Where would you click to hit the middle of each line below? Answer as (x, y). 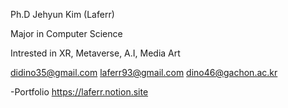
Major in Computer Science (66, 33)
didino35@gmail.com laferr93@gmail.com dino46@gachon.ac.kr (144, 72)
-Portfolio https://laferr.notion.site (79, 92)
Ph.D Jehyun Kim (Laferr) (62, 14)
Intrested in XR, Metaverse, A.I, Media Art (95, 53)
